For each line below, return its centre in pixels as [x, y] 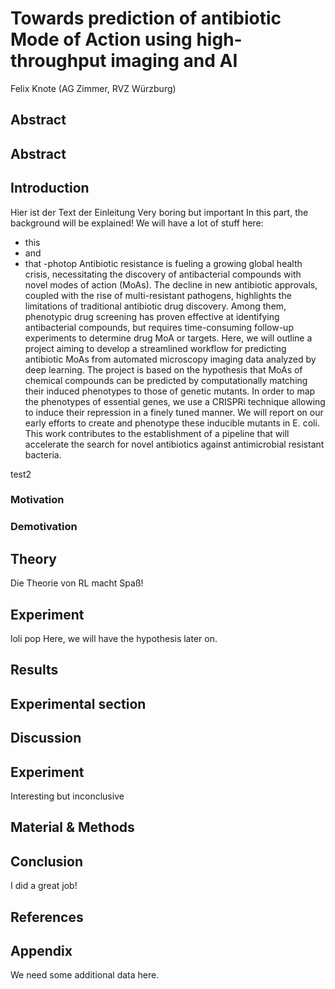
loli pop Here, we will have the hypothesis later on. [114, 638]
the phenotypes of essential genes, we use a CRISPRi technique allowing [175, 401]
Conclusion [47, 861]
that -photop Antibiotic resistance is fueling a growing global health [163, 263]
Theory [34, 558]
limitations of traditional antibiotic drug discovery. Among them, [155, 306]
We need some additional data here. [85, 975]
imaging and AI [174, 61]
